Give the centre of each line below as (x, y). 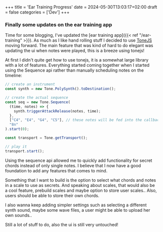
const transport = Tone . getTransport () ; (47, 138)
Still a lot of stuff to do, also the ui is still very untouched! (62, 224)
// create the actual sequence (37, 98)
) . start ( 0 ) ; (17, 129)
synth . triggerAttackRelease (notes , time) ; (57, 111)
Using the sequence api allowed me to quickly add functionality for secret (79, 160)
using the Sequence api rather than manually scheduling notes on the (74, 70)
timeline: (14, 76)
